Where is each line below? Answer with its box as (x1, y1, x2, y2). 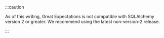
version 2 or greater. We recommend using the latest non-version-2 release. (5, 19, 160, 24)
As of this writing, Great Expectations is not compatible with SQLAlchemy (5, 14, 155, 19)
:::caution (5, 4, 25, 10)
